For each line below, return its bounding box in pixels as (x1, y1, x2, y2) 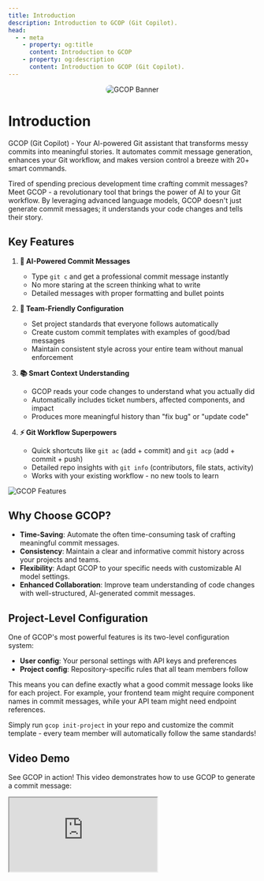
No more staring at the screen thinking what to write (31, 279, 201, 289)
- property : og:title (22, 41, 93, 49)
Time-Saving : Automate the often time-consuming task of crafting (19, 530, 236, 539)
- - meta (15, 33, 44, 42)
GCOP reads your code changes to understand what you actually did (31, 386, 255, 396)
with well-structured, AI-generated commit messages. (19, 589, 195, 598)
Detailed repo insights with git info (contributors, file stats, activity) (31, 463, 254, 472)
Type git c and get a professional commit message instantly (31, 272, 229, 281)
